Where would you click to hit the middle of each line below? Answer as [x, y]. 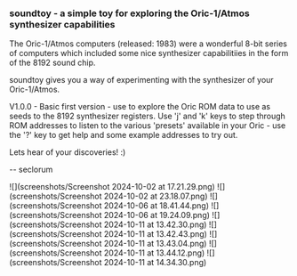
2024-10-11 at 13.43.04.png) [155, 244]
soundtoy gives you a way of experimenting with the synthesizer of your [141, 80]
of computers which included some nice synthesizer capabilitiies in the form [149, 53]
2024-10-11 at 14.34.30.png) [155, 263]
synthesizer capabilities [62, 24]
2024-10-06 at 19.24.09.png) [157, 215]
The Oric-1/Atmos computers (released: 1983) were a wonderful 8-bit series [148, 44]
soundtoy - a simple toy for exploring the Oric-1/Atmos [130, 13]
